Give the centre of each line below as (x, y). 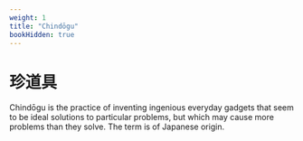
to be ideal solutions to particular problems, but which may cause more (142, 117)
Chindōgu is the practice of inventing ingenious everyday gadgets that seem (151, 108)
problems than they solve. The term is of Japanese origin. (117, 127)
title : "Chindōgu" (44, 26)
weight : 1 (28, 18)
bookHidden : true (42, 34)
